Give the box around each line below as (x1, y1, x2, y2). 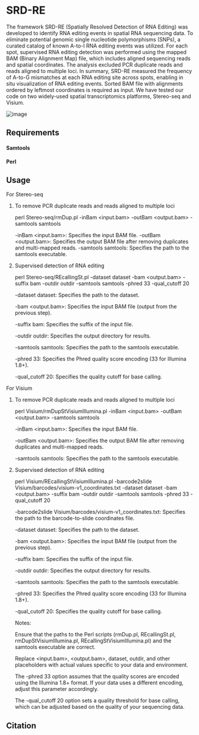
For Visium (6, 384, 33, 392)
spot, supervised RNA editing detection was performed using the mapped (6, 48, 187, 55)
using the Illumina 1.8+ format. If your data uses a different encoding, (14, 679, 184, 686)
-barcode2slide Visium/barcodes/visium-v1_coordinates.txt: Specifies (14, 509, 186, 516)
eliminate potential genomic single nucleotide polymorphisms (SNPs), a (6, 36, 181, 43)
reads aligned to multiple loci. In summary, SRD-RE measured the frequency (6, 67, 192, 74)
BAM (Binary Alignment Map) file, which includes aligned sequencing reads (6, 55, 191, 62)
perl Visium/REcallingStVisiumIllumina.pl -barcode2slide (14, 478, 153, 485)
